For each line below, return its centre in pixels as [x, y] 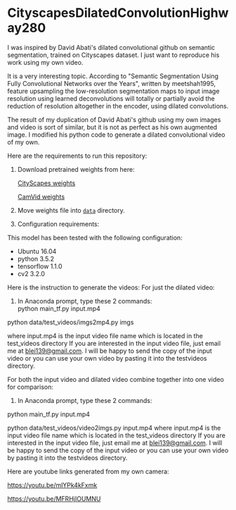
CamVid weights [41, 197]
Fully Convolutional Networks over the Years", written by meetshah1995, [112, 83]
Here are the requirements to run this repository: [77, 156]
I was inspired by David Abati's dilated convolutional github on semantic [111, 47]
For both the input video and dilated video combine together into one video [116, 379]
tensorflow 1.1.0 [40, 266]
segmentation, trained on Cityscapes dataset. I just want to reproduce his [113, 55]
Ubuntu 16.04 [37, 251]
